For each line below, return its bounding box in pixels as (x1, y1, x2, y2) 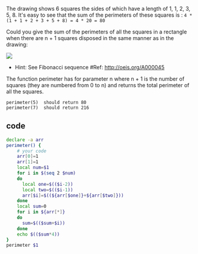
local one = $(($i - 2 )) (21, 181, 73, 187)
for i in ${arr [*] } (17, 209, 66, 215)
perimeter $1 (6, 242, 39, 249)
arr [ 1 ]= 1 (17, 159, 39, 165)
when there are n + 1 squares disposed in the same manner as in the (6, 35, 174, 41)
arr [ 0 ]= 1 (17, 154, 39, 160)
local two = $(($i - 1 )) (21, 186, 73, 193)
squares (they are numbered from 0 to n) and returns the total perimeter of (6, 82, 190, 88)
